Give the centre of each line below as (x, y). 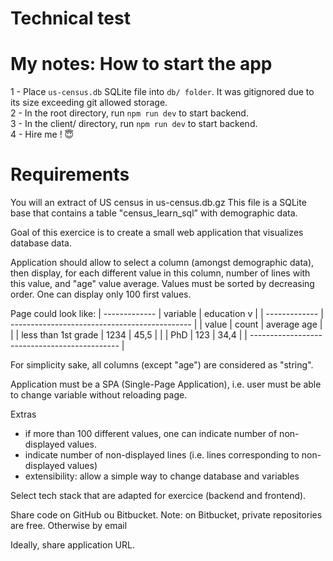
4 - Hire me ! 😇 (42, 134)
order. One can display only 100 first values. (101, 294)
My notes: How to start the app (141, 64)
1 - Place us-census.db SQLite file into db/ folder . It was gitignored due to (162, 92)
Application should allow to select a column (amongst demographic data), (162, 263)
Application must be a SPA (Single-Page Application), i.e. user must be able (166, 384)
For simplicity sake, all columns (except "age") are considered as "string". (162, 365)
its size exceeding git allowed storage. (89, 103)
